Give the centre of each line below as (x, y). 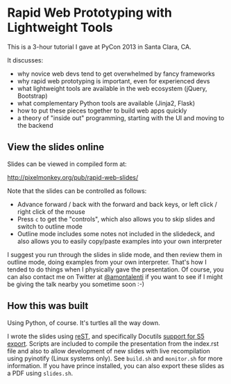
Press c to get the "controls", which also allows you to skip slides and (116, 219)
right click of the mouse (51, 211)
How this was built (48, 306)
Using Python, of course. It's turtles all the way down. (84, 323)
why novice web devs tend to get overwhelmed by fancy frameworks (116, 74)
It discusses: (25, 60)
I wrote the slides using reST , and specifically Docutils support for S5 (106, 336)
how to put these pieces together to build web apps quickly (102, 110)
